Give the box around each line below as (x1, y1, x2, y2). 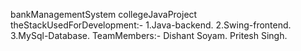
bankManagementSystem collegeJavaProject (10, 9, 198, 20)
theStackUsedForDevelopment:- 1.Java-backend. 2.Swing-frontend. (10, 19, 292, 31)
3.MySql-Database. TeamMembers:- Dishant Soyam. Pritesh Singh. (10, 30, 288, 41)
